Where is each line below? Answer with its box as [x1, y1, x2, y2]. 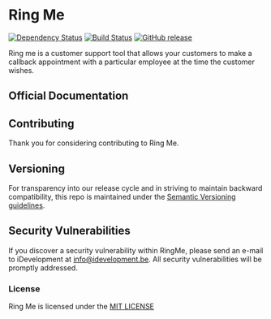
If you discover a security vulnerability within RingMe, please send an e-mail [8, 245, 264, 255]
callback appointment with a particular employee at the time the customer [8, 57, 256, 67]
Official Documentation [8, 89, 129, 103]
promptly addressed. [8, 262, 79, 273]
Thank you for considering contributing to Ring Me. [8, 138, 179, 148]
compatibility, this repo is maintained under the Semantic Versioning [8, 192, 237, 201]
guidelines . [8, 200, 45, 210]
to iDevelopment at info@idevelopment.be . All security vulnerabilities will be [8, 254, 262, 264]
